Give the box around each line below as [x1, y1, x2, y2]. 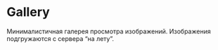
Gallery [6, 4, 50, 20]
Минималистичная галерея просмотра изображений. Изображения [6, 27, 212, 35]
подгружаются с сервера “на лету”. [6, 34, 114, 42]
